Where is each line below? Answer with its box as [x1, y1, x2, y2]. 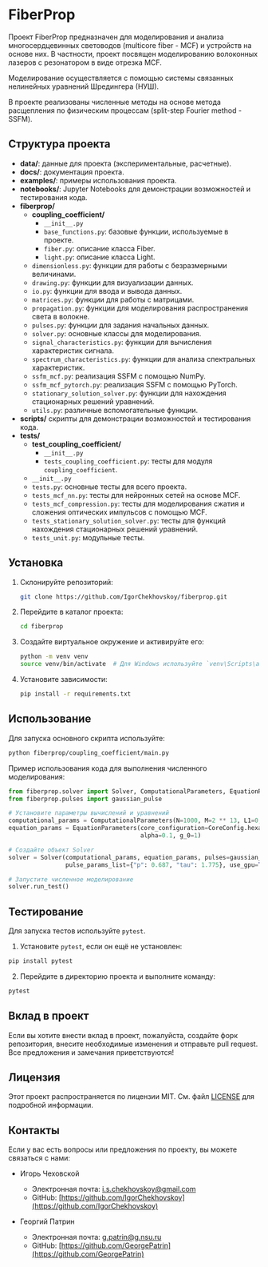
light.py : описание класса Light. [43, 252, 156, 262]
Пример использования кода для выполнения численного [8, 763, 207, 773]
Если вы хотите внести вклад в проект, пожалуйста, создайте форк [8, 1030, 238, 1040]
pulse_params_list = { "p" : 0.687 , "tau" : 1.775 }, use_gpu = [65, 860, 259, 869]
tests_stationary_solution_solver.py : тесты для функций [31, 515, 226, 525]
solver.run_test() [8, 883, 69, 891]
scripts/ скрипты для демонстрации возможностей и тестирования [19, 414, 251, 423]
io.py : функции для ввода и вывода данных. [31, 286, 183, 295]
